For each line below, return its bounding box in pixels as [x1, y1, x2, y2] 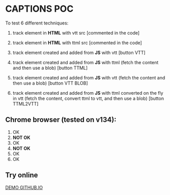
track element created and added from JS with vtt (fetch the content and [12, 74, 165, 80]
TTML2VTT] [12, 100, 39, 107]
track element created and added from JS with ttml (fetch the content [12, 59, 159, 65]
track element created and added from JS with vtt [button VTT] [12, 49, 146, 55]
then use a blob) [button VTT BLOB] [12, 80, 88, 86]
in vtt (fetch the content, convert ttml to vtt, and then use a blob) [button [12, 95, 164, 101]
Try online [5, 171, 38, 180]
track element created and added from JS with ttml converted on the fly [12, 90, 164, 96]
